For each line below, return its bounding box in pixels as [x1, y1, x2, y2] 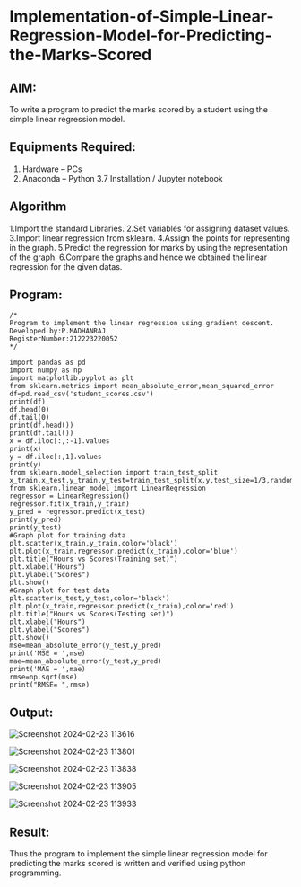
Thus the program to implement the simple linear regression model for [9, 848, 268, 859]
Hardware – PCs [21, 164, 82, 174]
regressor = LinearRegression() [9, 492, 130, 501]
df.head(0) [9, 405, 50, 414]
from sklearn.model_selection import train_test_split [9, 468, 219, 477]
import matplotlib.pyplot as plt [9, 374, 134, 383]
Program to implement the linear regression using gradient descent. [9, 319, 275, 328]
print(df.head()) [9, 421, 74, 430]
